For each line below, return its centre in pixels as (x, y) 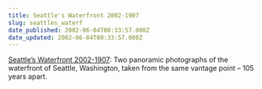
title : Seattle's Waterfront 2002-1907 (74, 15)
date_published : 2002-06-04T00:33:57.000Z (79, 30)
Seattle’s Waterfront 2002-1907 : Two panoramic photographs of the (118, 60)
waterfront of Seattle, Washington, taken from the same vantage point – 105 (131, 69)
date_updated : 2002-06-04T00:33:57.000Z (76, 37)
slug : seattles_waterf (45, 23)
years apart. (28, 76)
